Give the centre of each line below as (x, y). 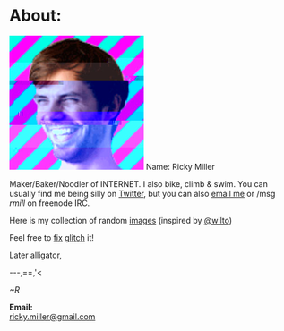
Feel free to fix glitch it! (52, 237)
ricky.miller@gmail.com (52, 316)
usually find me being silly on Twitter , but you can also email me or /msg (142, 193)
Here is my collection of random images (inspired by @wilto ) (121, 220)
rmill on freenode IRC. (50, 203)
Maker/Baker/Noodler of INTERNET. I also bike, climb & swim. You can (139, 183)
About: (35, 16)
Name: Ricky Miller (180, 166)
